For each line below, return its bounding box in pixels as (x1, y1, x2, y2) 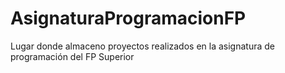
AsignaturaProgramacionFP (10, 7, 247, 30)
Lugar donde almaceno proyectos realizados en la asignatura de (10, 40, 276, 52)
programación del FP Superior (10, 50, 135, 62)
